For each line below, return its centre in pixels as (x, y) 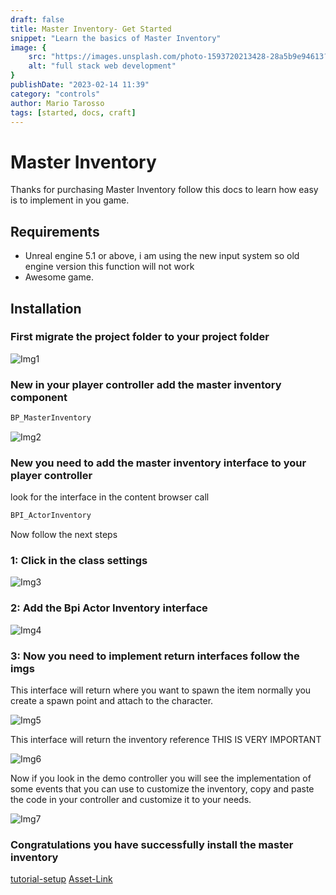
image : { (28, 47)
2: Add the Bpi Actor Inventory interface (109, 608)
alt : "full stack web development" (102, 66)
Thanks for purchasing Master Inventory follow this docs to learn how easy (164, 190)
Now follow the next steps (64, 535)
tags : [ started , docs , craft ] (73, 112)
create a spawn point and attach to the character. (112, 701)
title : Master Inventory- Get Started (91, 29)
